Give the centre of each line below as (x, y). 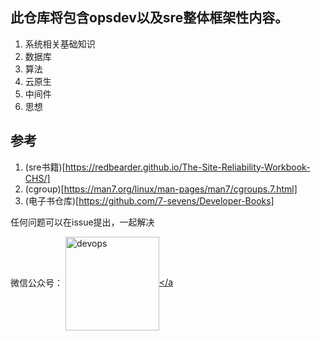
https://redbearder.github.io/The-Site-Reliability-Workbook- (187, 167)
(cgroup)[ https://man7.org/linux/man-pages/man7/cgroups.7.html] (161, 189)
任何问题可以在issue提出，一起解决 (82, 222)
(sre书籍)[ (45, 167)
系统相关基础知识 (60, 44)
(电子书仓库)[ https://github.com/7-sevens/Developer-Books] (149, 200)
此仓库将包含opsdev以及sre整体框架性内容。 (149, 18)
